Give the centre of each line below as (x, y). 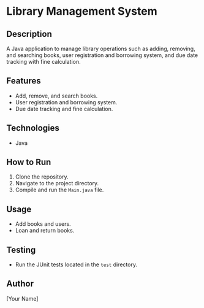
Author (20, 284)
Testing (21, 250)
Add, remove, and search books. (56, 96)
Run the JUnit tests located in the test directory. (76, 264)
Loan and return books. (45, 231)
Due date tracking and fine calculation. (64, 109)
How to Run (29, 162)
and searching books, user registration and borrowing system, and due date (102, 55)
